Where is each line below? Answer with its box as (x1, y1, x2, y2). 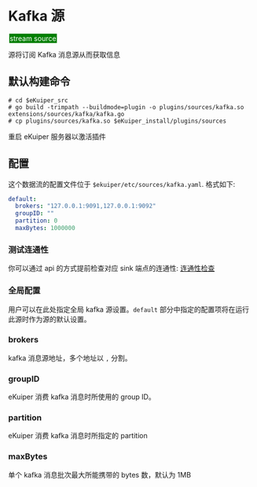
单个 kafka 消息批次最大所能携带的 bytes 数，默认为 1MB (8, 470, 191, 479)
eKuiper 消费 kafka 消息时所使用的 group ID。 (8, 392, 156, 401)
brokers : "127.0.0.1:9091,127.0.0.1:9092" (15, 202, 156, 211)
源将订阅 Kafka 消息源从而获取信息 (8, 49, 120, 59)
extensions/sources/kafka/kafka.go (8, 110, 125, 118)
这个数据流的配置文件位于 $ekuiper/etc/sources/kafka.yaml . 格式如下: (8, 179, 236, 189)
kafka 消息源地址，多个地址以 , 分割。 (8, 353, 132, 362)
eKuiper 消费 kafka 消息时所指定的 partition (8, 431, 148, 441)
